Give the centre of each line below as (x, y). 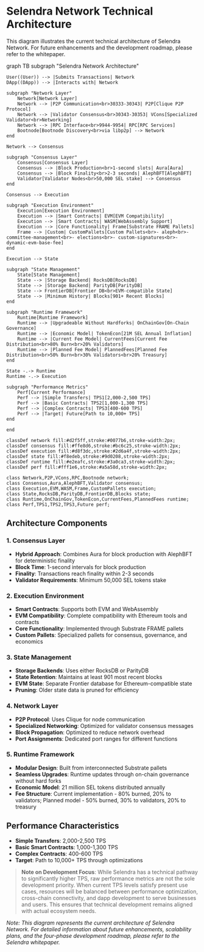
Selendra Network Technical (80, 11)
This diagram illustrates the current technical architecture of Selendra (93, 41)
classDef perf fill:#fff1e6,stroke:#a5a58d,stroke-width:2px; (87, 467)
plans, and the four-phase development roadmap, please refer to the (93, 936)
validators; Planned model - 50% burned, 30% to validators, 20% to (100, 800)
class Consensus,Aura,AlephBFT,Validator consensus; (75, 483)
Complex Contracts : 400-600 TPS (59, 854)
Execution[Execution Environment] (61, 211)
